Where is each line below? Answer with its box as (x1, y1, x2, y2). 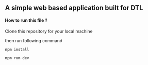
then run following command (5, 37, 63, 43)
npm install (5, 47, 29, 52)
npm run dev (5, 55, 29, 60)
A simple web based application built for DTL (5, 4, 143, 12)
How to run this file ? (5, 17, 48, 23)
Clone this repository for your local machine (5, 28, 93, 34)
